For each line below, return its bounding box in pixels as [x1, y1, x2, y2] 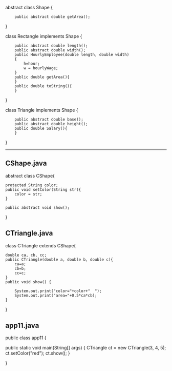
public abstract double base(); [14, 117, 83, 122]
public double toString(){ [14, 84, 72, 89]
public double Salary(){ [14, 126, 68, 131]
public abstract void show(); [5, 205, 70, 210]
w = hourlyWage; [24, 66, 58, 71]
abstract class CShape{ [5, 172, 55, 179]
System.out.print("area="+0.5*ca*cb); [14, 292, 97, 298]
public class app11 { [5, 335, 47, 341]
